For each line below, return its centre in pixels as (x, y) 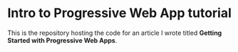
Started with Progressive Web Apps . (62, 40)
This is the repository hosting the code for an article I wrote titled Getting (115, 33)
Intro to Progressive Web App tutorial (119, 13)
